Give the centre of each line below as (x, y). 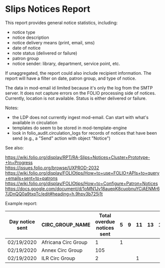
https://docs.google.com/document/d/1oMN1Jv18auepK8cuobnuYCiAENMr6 (82, 188)
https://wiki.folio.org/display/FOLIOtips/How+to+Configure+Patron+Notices (82, 183)
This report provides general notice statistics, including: (61, 23)
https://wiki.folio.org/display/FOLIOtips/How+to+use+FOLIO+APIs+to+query (82, 173)
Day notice (22, 221)
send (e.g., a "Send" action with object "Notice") (61, 138)
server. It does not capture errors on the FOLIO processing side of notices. (81, 93)
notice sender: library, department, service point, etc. (66, 63)
